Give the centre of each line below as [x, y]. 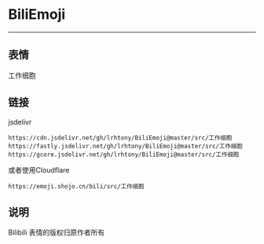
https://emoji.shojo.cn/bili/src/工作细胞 [76, 186]
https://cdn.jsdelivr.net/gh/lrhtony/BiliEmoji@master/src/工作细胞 [120, 138]
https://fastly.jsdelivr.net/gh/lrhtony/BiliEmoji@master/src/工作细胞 [126, 146]
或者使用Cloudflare [39, 169]
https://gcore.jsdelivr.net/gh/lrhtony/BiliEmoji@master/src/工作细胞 [124, 155]
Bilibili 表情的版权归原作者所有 [57, 232]
